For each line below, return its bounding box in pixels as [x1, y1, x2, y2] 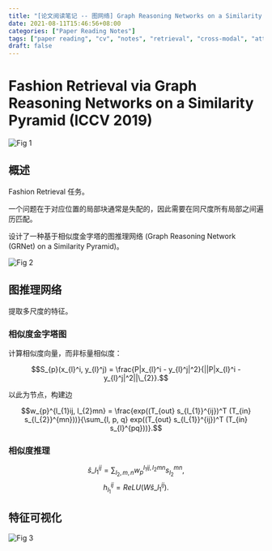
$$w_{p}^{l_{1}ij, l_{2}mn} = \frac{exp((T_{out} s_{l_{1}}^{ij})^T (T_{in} [20, 406, 252, 416]
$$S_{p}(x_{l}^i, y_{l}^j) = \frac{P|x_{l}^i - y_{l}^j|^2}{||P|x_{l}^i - [31, 364, 241, 374]
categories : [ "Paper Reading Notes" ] [8, 27, 136, 35]
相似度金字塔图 [8, 328, 67, 340]
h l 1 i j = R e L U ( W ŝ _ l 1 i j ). [103, 481, 169, 495]
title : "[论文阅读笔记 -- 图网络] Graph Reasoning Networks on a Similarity [8, 11, 262, 20]
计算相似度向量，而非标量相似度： [8, 348, 122, 357]
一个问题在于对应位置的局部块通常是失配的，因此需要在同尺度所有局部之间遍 [8, 203, 264, 213]
